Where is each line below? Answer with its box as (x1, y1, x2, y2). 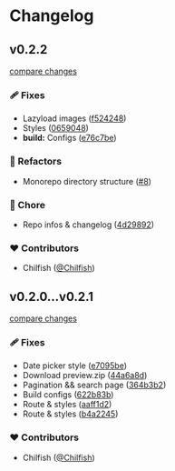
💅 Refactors (9, 155, 62, 168)
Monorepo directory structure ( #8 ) (22, 175, 152, 186)
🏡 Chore (9, 198, 45, 211)
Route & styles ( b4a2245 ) (22, 408, 119, 419)
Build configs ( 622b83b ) (22, 389, 114, 400)
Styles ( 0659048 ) (22, 123, 89, 134)
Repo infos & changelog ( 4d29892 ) (22, 219, 155, 230)
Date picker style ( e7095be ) (22, 360, 127, 371)
